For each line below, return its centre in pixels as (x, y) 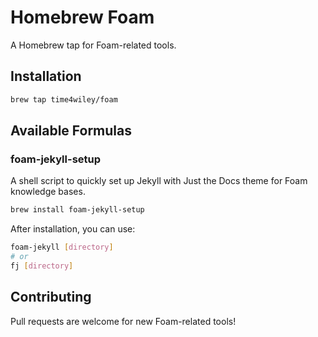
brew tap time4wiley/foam (64, 99)
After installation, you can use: (73, 229)
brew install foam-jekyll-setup (77, 210)
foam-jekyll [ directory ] (62, 247)
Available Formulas (71, 131)
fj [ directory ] (42, 266)
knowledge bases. (48, 192)
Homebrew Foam (82, 17)
